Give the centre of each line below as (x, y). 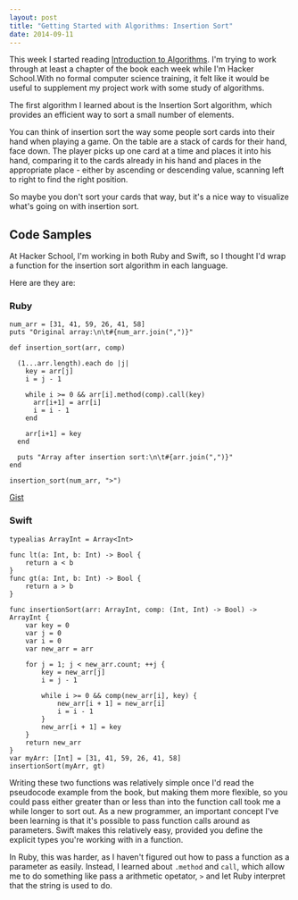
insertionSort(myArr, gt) (57, 766)
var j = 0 (44, 633)
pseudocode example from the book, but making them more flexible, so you (149, 792)
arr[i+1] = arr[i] (67, 403)
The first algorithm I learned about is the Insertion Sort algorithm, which (141, 105)
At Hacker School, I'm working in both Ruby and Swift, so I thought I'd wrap (148, 257)
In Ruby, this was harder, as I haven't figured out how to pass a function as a (149, 857)
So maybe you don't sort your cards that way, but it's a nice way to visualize (149, 197)
